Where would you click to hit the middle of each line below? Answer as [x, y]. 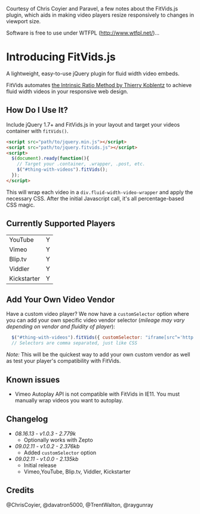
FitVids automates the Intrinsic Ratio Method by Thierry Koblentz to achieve [99, 85]
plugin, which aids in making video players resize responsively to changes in [100, 15]
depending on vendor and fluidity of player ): [61, 327]
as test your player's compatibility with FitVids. [64, 361]
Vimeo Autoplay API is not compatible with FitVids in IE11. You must [97, 394]
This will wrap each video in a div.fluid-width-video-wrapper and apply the [100, 192]
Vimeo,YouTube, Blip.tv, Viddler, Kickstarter [77, 472]
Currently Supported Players [61, 224]
